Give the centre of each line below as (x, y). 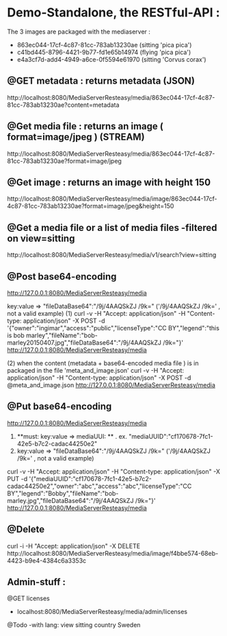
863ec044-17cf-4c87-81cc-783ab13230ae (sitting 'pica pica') (104, 45)
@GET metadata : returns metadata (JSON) (101, 81)
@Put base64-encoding (59, 407)
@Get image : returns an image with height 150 (109, 182)
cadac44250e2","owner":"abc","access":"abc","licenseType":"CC (99, 486)
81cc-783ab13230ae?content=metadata (63, 105)
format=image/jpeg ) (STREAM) (76, 137)
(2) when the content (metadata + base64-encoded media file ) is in (103, 363)
